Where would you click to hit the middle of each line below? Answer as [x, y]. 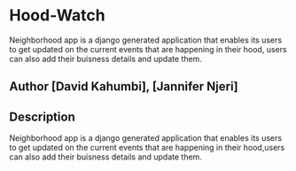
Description [42, 117]
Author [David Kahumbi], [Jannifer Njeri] [124, 86]
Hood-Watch [57, 16]
